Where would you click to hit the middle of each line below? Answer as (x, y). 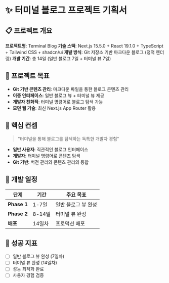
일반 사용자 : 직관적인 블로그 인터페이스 (50, 149)
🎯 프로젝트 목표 (27, 76)
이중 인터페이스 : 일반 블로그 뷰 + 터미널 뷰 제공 (58, 95)
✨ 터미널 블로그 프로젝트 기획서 (66, 10)
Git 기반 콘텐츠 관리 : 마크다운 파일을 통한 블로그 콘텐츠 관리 (71, 89)
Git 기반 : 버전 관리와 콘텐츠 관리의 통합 (51, 162)
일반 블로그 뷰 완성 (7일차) (38, 256)
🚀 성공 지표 (22, 243)
